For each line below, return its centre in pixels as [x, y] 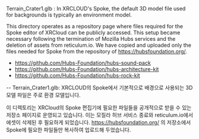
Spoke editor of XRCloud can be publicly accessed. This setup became [93, 33]
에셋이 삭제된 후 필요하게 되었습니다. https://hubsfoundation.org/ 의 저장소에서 [99, 122]
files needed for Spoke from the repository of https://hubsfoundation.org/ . [97, 51]
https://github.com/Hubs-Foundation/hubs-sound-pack [83, 63]
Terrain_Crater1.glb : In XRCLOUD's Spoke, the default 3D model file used [96, 9]
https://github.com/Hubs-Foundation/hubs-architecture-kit [87, 69]
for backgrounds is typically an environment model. [69, 15]
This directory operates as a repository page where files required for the [94, 26]
